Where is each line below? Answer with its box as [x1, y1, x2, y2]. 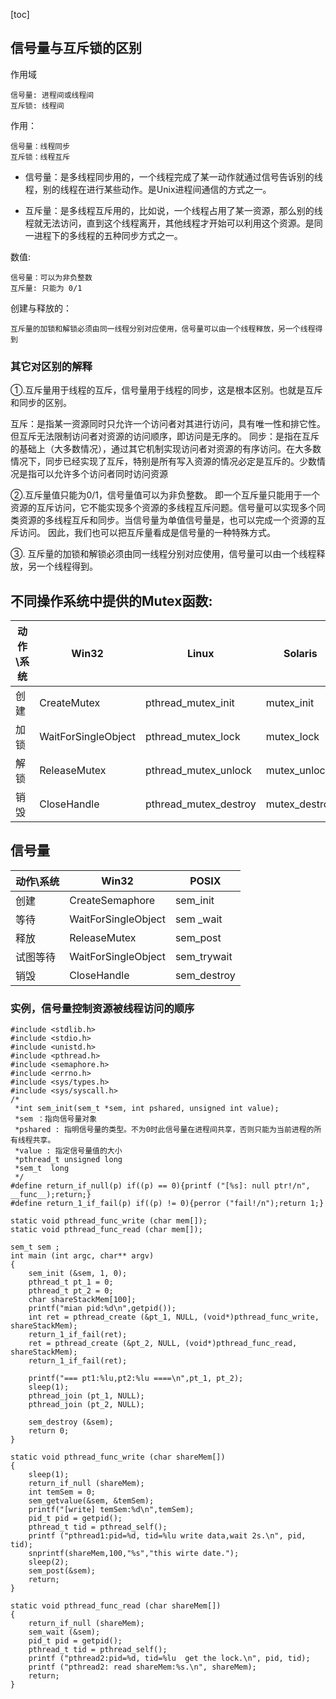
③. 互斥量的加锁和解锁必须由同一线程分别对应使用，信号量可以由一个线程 [10, 548, 317, 560]
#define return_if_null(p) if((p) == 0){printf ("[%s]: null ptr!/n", [10, 1181, 311, 1191]
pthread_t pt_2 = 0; [28, 1286, 114, 1296]
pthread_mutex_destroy [144, 797, 257, 811]
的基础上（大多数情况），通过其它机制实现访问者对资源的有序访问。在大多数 [10, 443, 322, 455]
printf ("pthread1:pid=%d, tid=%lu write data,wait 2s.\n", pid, [28, 1531, 307, 1541]
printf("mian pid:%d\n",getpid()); [28, 1304, 177, 1314]
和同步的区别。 [10, 397, 72, 409]
